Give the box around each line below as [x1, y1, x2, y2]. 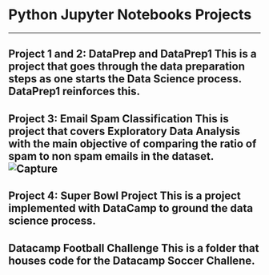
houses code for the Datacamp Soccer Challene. [8, 253, 255, 267]
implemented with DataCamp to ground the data [8, 201, 254, 215]
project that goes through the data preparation [8, 60, 246, 74]
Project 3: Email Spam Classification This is [8, 112, 230, 126]
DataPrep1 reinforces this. [8, 85, 141, 98]
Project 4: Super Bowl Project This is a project [8, 189, 242, 203]
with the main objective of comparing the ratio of [8, 137, 257, 150]
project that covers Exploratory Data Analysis [8, 124, 240, 137]
